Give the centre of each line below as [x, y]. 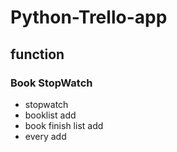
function [37, 54]
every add [45, 136]
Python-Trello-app [89, 17]
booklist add [50, 115]
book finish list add [64, 125]
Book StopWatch [51, 83]
